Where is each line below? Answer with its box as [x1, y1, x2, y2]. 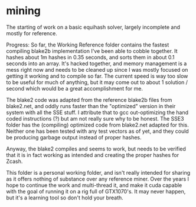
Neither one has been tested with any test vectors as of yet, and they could [6, 128, 189, 135]
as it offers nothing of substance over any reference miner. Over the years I [6, 175, 190, 182]
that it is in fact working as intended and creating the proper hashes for [6, 151, 179, 158]
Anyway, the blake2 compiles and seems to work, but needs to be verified [6, 145, 186, 152]
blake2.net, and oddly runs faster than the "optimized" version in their [6, 102, 176, 109]
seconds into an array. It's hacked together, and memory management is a [6, 60, 187, 67]
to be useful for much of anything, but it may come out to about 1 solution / [6, 78, 188, 86]
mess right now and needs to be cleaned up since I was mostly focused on [6, 66, 188, 73]
